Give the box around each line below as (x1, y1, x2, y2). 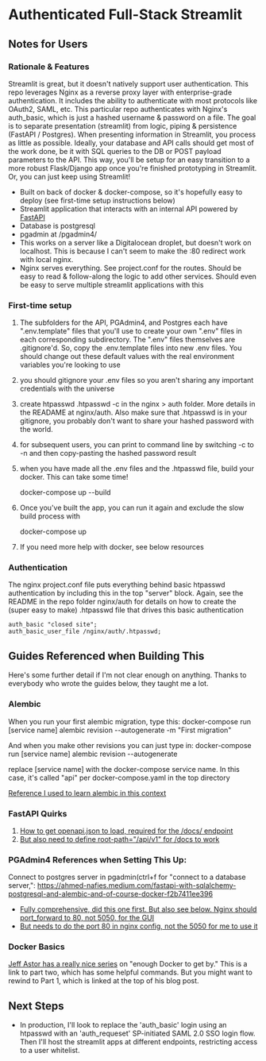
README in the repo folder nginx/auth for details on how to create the (8, 597, 237, 607)
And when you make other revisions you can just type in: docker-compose (8, 740, 252, 750)
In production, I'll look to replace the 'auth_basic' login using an (19, 1020, 227, 1030)
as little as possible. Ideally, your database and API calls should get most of (8, 137, 254, 148)
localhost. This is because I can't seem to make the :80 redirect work (19, 246, 246, 256)
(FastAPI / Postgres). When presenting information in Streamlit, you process (8, 129, 256, 139)
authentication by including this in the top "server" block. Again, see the (8, 588, 244, 598)
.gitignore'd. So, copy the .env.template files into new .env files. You (19, 343, 242, 353)
